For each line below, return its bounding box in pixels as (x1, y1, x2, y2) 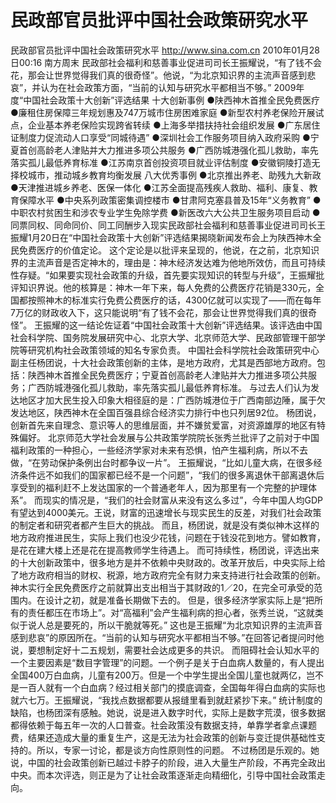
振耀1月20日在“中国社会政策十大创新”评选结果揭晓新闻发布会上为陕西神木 (10, 231, 313, 243)
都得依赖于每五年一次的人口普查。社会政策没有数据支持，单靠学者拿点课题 (10, 719, 317, 731)
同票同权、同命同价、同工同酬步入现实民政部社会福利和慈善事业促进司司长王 (10, 219, 326, 231)
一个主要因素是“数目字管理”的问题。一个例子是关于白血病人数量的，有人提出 (10, 656, 325, 668)
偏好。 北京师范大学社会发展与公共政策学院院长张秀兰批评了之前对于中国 (18, 431, 320, 443)
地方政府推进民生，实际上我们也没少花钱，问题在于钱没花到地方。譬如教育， (10, 531, 326, 543)
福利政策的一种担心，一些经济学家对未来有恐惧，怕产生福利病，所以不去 (10, 444, 308, 456)
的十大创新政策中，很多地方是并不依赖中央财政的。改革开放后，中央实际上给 (10, 556, 326, 568)
